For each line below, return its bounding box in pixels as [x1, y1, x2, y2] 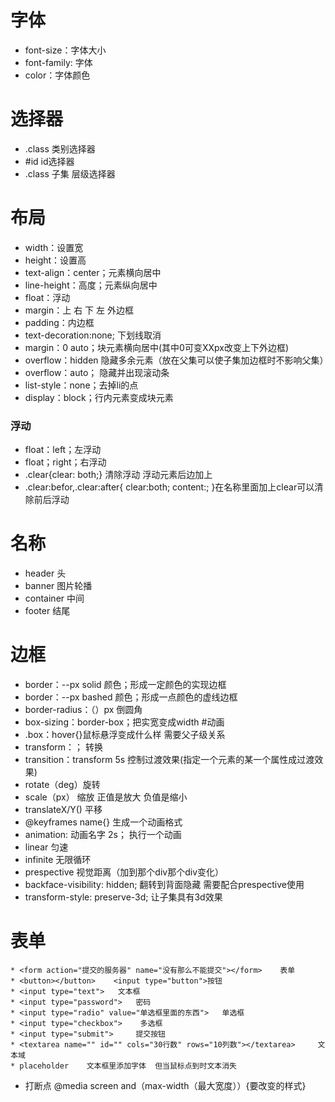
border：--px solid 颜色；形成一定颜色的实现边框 [24, 678, 227, 690]
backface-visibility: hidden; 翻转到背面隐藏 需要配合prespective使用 [24, 878, 305, 890]
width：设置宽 [24, 241, 84, 253]
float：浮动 [24, 291, 71, 303]
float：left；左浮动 [24, 444, 102, 456]
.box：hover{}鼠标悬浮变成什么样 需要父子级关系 [24, 728, 226, 740]
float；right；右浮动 [24, 456, 107, 468]
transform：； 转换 [24, 741, 104, 753]
